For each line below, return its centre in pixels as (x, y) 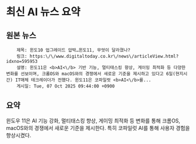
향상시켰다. (19, 135)
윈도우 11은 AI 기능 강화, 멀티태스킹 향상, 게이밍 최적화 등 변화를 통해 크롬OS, (93, 121)
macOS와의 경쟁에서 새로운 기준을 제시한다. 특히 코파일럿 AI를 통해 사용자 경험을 (98, 128)
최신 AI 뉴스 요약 (43, 12)
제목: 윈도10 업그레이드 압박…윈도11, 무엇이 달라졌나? (73, 50)
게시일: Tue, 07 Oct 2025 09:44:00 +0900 (66, 86)
